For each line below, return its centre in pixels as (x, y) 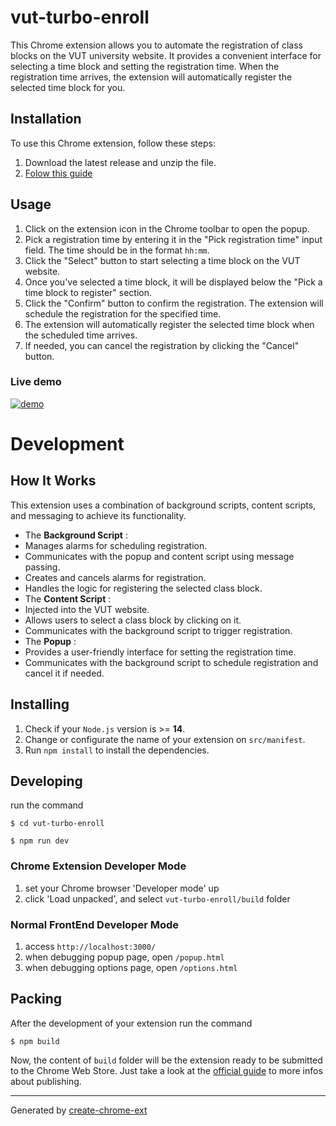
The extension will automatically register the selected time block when (169, 324)
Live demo (36, 382)
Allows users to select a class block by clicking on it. (133, 620)
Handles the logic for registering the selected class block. (143, 588)
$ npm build (35, 1041)
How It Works (53, 481)
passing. (42, 567)
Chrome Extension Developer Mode (98, 866)
